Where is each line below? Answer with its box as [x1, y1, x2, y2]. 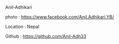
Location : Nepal [5, 23, 39, 29]
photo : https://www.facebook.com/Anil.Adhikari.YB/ [5, 14, 114, 19]
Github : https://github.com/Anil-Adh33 [5, 33, 87, 39]
